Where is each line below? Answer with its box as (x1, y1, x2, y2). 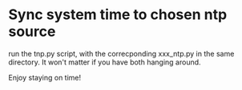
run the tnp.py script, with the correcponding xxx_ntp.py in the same (8, 49, 235, 58)
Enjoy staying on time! (8, 72, 82, 82)
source (8, 22, 56, 41)
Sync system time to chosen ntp (8, 6, 228, 24)
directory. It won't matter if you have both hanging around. (8, 57, 202, 67)
